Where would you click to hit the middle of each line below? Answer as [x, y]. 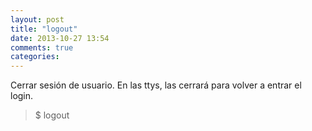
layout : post [37, 19]
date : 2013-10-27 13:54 [60, 38]
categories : [35, 57]
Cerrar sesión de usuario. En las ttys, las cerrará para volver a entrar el [156, 85]
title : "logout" [44, 29]
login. [22, 96]
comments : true [42, 47]
